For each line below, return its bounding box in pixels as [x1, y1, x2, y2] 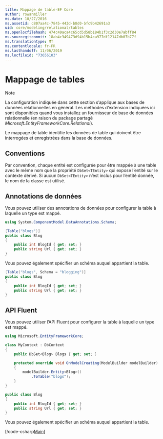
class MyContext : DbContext [5, 342, 64, 347]
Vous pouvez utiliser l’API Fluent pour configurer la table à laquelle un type [5, 319, 155, 325]
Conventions [5, 149, 45, 157]
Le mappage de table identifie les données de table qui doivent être [5, 130, 141, 136]
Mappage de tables [5, 74, 85, 85]
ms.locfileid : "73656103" [5, 52, 58, 58]
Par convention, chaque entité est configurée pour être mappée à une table [5, 162, 157, 168]
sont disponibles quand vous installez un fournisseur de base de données [5, 110, 154, 116]
